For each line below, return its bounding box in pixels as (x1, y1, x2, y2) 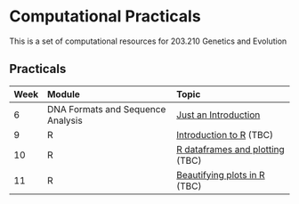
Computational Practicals (9, 6, 202, 27)
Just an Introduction (176, 109, 261, 121)
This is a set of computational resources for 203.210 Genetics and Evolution (9, 36, 287, 46)
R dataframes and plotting (176, 143, 285, 155)
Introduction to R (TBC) (176, 128, 274, 141)
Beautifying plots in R (176, 168, 265, 181)
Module (47, 87, 80, 100)
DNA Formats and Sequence (47, 102, 166, 115)
